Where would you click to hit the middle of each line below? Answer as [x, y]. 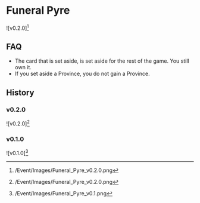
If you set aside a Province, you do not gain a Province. [82, 74]
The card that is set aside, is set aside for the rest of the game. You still [102, 61]
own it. [23, 67]
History [20, 92]
